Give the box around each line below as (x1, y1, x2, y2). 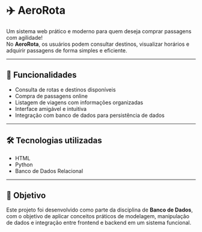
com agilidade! (6, 34, 43, 41)
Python (14, 161, 33, 168)
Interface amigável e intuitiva (14, 105, 87, 112)
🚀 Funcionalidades (6, 70, 77, 80)
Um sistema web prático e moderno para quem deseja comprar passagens (6, 27, 192, 35)
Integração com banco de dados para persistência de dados (14, 111, 165, 119)
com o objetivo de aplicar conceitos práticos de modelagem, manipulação (6, 213, 189, 220)
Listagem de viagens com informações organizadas (14, 99, 143, 106)
